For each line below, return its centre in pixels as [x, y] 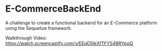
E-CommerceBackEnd [53, 9]
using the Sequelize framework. [39, 28]
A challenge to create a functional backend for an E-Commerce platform [81, 23]
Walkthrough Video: [26, 38]
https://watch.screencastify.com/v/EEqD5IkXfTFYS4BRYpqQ [69, 43]
